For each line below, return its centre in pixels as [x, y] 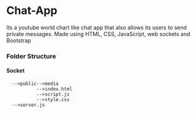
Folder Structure [31, 56]
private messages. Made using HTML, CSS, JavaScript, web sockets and [98, 34]
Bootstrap [19, 40]
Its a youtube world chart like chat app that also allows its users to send [96, 27]
